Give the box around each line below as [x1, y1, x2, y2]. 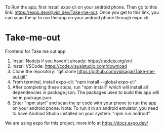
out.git [12, 74, 26, 80]
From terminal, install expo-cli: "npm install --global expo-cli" [12, 79, 137, 85]
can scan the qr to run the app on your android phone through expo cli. [5, 15, 150, 20]
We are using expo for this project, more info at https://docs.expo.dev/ [5, 120, 148, 126]
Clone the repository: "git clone [12, 68, 77, 74]
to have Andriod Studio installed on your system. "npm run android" [12, 110, 151, 116]
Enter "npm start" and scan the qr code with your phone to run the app [12, 100, 157, 106]
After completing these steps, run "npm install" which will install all [12, 84, 148, 90]
